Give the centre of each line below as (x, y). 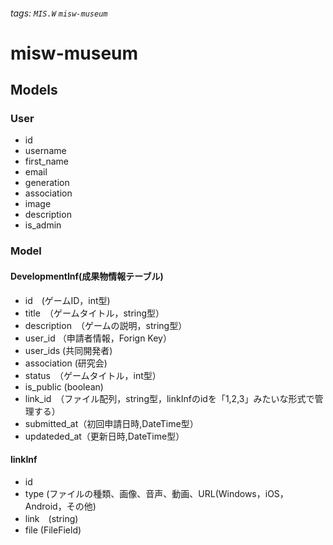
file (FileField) (53, 530)
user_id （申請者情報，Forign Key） (98, 338)
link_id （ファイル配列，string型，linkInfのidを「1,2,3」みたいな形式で (169, 398)
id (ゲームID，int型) (67, 300)
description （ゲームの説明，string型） (106, 325)
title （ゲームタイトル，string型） (94, 313)
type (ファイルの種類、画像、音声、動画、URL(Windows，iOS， (156, 493)
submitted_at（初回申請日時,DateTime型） (111, 423)
